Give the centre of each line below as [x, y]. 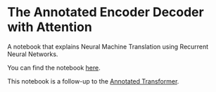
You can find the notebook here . [54, 67]
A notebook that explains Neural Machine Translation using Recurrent [108, 46]
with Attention [50, 27]
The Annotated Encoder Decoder [106, 12]
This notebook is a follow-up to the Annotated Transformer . [93, 81]
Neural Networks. [33, 54]
